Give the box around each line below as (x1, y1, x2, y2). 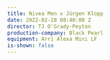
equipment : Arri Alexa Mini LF (7, 36, 98, 43)
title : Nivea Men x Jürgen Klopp (7, 10, 104, 17)
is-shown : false (7, 42, 54, 49)
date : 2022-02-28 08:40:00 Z (7, 17, 91, 23)
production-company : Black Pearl (7, 29, 104, 37)
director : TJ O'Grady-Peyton (7, 23, 91, 30)
